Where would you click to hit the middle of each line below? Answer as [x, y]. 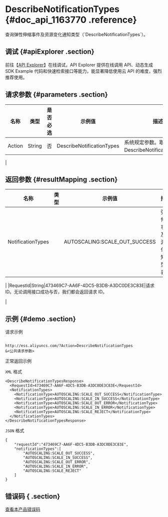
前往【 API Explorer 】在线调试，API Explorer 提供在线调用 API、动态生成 [79, 65]
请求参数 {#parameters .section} [57, 95]
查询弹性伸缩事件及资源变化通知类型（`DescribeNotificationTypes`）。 [77, 34]
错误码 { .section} [33, 496]
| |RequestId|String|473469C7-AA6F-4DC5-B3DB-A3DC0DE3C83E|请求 [80, 286]
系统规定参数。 [142, 142]
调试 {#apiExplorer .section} [50, 52]
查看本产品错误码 [23, 509]
